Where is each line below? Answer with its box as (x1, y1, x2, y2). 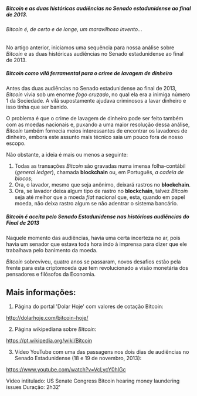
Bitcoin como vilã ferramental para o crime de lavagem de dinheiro (6, 70, 173, 77)
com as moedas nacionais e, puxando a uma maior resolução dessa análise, (6, 121, 190, 128)
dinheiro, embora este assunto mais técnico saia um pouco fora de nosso (6, 133, 184, 140)
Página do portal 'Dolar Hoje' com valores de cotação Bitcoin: (14, 303, 164, 310)
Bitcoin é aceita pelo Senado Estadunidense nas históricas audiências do (6, 213, 189, 220)
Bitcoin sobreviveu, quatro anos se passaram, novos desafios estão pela (6, 258, 181, 265)
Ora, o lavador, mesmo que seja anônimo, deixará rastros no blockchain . (14, 181, 191, 188)
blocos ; (14, 175, 33, 182)
